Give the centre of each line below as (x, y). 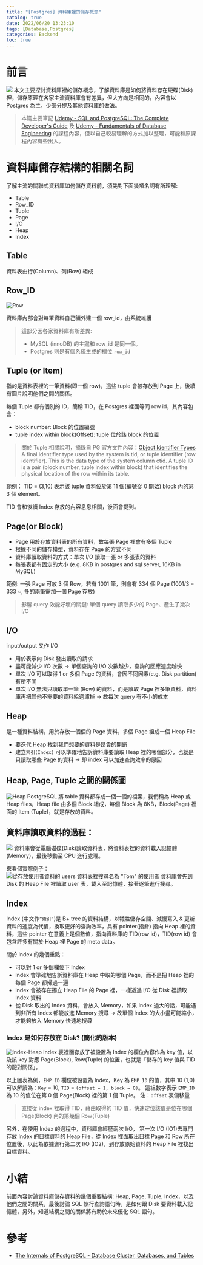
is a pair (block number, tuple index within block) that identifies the (104, 467)
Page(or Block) (35, 526)
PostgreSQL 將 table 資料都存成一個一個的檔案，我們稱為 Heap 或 (109, 796)
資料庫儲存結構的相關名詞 (70, 168)
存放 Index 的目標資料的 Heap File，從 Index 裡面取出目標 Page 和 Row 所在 (101, 1136)
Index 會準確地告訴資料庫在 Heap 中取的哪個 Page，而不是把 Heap (98, 975)
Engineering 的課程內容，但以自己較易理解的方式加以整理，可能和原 (106, 133)
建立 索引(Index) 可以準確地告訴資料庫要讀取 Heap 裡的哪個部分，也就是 (104, 752)
